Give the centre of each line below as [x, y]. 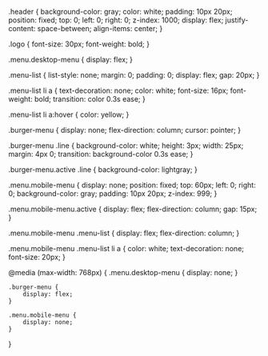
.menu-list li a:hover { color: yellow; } [69, 114]
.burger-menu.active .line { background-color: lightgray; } [103, 170]
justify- [237, 20]
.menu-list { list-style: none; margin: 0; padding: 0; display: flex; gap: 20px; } [134, 75]
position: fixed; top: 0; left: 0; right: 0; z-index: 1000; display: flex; [116, 20]
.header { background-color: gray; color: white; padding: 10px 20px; [120, 12]
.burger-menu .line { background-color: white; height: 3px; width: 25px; [126, 146]
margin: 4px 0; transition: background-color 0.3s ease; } [101, 154]
